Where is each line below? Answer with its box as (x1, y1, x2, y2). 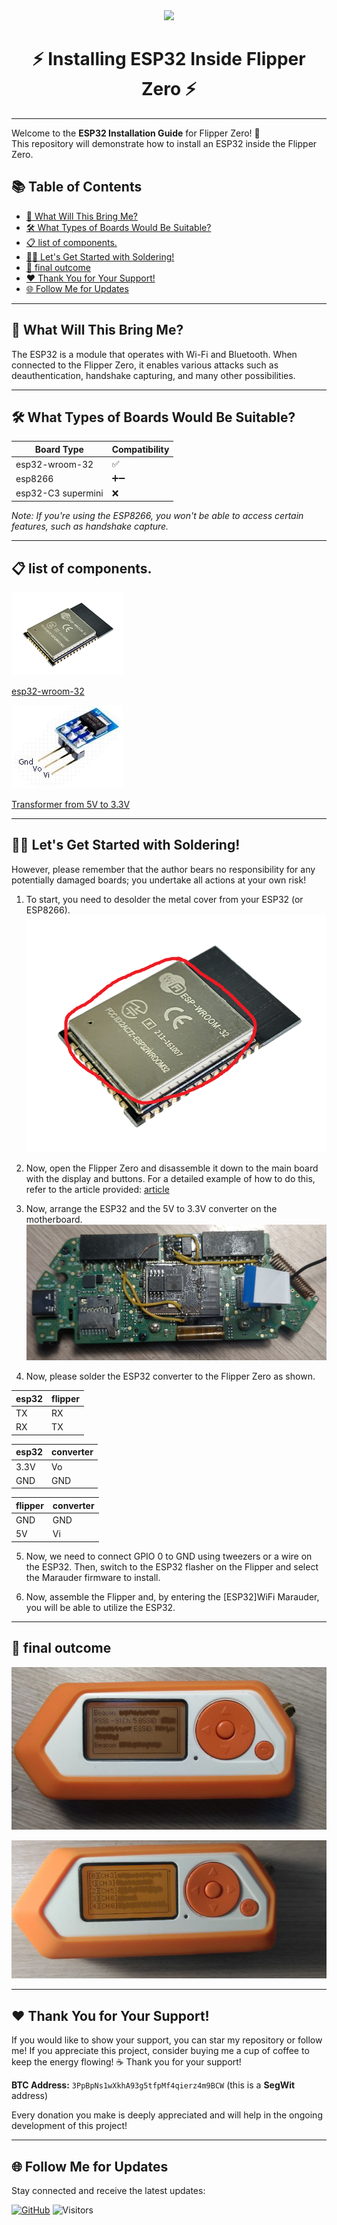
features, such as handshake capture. (11, 520, 169, 533)
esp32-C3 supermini (15, 487, 104, 499)
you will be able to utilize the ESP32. (25, 1601, 176, 1613)
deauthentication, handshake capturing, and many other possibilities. (11, 369, 296, 381)
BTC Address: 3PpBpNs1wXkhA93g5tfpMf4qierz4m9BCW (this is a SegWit (11, 2079, 296, 2091)
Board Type (34, 443, 84, 455)
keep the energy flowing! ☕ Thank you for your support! (11, 2056, 242, 2068)
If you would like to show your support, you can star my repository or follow (11, 2034, 323, 2046)
